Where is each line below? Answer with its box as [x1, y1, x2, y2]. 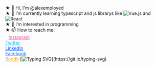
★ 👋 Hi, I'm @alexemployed [5, 5, 64, 11]
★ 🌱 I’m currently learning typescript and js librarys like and [5, 10, 151, 16]
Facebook [5, 51, 27, 56]
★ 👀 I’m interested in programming [5, 21, 79, 27]
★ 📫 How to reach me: [5, 27, 55, 33]
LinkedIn [5, 45, 24, 51]
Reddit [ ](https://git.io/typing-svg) [5, 56, 107, 62]
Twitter [5, 40, 20, 46]
